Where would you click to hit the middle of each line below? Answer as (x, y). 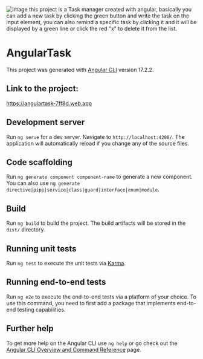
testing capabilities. (41, 309)
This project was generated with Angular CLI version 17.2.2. (80, 70)
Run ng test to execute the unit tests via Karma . (66, 263)
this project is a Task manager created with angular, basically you (111, 9)
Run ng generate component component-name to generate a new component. (100, 177)
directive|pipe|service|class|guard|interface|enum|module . (83, 190)
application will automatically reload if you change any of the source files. (98, 143)
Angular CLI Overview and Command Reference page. (74, 349)
